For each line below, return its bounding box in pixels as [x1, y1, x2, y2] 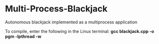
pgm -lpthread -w [5, 33, 42, 39]
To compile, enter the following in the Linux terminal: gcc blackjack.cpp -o [5, 28, 154, 34]
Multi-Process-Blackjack [5, 3, 108, 14]
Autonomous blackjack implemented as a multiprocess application [5, 19, 138, 25]
